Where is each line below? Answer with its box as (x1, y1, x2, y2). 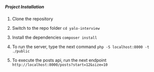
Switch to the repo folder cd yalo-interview (12, 25, 100, 31)
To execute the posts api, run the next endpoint (12, 57, 107, 63)
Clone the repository (12, 16, 53, 22)
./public (12, 48, 30, 54)
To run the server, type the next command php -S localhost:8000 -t (12, 44, 150, 49)
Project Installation (5, 4, 45, 10)
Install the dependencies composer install (12, 34, 97, 40)
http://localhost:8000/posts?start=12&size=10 (12, 62, 108, 67)
